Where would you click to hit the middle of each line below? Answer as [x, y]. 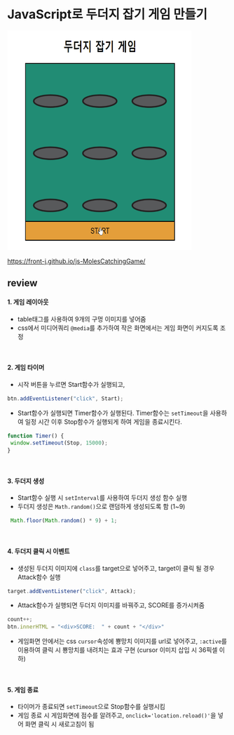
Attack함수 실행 [39, 577]
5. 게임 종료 [23, 689]
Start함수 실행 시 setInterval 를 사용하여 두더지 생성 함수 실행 [102, 498]
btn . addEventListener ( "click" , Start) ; [66, 398]
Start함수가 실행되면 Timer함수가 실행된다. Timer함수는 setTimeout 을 [113, 413]
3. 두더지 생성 [26, 481]
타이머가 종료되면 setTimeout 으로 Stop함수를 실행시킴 [91, 707]
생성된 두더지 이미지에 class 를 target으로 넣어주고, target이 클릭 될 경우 [116, 568]
